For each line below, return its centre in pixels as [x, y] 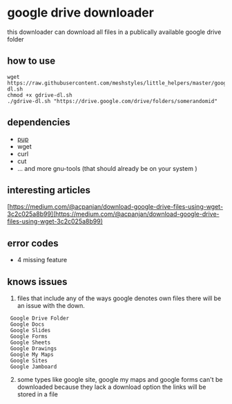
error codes [33, 243]
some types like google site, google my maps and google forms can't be [120, 379]
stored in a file [38, 394]
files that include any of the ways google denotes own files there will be [119, 298]
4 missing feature [42, 260]
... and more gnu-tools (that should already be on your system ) [107, 168]
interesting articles [49, 190]
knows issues [37, 282]
